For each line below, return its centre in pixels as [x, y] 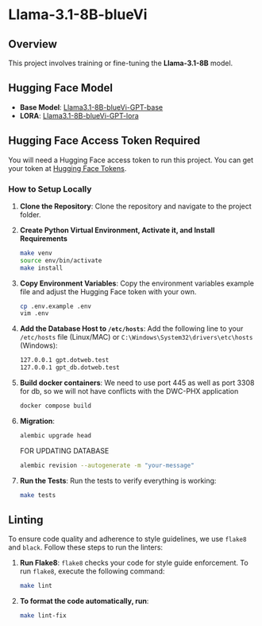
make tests [38, 495]
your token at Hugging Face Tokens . [67, 168]
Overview [33, 44]
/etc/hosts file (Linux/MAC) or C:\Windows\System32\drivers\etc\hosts [136, 337]
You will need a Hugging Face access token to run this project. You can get [131, 160]
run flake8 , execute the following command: [92, 571]
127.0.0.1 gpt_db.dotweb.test [70, 367]
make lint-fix [43, 616]
